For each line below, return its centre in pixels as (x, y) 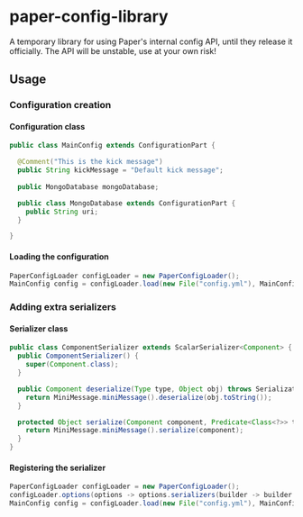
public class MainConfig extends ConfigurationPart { (113, 146)
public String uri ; (62, 212)
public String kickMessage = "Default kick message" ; (120, 170)
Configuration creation (60, 105)
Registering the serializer (58, 467)
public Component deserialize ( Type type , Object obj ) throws (135, 389)
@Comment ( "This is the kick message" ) (91, 162)
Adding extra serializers (63, 307)
